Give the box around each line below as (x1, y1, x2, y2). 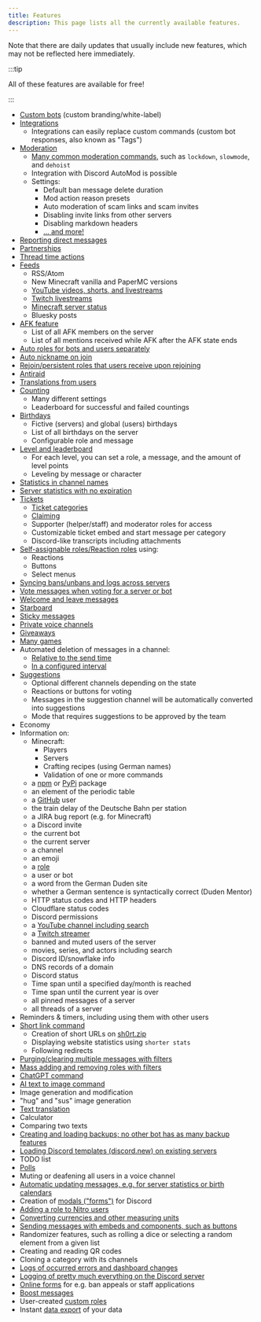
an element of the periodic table (31, 786, 135, 796)
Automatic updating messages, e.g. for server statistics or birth (19, 1179, 225, 1188)
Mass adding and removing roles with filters (19, 1062, 162, 1072)
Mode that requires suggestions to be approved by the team (31, 711, 226, 720)
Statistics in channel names (19, 477, 108, 487)
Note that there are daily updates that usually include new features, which (8, 40, 248, 50)
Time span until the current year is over (31, 987, 159, 996)
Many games (19, 636, 62, 646)
